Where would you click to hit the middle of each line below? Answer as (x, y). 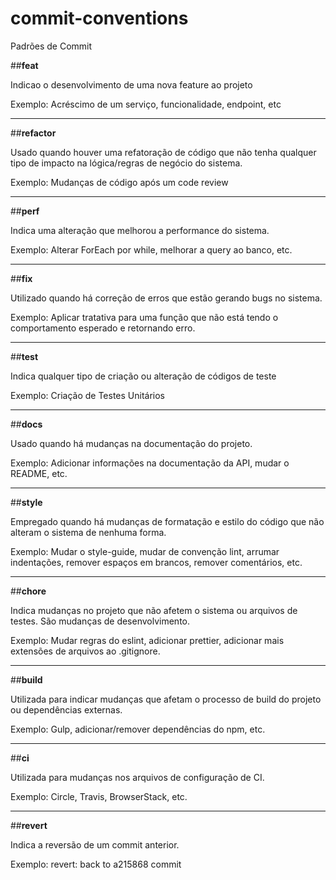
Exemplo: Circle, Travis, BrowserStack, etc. (99, 796)
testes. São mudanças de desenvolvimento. (100, 621)
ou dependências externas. (66, 709)
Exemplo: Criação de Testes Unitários (87, 395)
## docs (26, 424)
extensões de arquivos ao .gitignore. (85, 651)
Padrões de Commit (51, 46)
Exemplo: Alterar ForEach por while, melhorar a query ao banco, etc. (151, 249)
